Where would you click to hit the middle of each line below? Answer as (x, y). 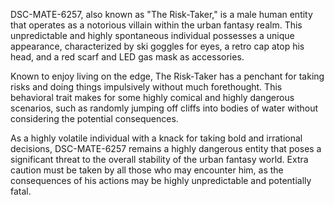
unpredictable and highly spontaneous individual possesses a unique (152, 35)
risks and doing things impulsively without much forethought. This (146, 87)
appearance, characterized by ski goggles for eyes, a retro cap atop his (157, 46)
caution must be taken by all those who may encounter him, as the (147, 170)
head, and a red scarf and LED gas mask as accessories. (127, 57)
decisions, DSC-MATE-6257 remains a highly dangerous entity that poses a (166, 148)
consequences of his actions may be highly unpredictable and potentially (161, 180)
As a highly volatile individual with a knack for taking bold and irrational (156, 138)
